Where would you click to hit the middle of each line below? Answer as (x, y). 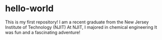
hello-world (30, 9)
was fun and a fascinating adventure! (43, 32)
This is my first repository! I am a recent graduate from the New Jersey (77, 22)
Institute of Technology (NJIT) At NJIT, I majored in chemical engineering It (81, 27)
